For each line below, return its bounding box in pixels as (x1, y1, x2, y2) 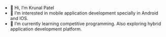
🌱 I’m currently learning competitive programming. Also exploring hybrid (10, 20, 161, 26)
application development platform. (10, 26, 82, 32)
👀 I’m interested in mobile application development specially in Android (10, 10, 158, 16)
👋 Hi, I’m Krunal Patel (10, 5, 54, 10)
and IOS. (10, 15, 28, 21)
